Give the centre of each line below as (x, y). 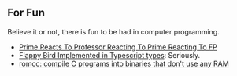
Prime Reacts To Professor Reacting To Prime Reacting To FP (118, 47)
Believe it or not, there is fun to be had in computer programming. (113, 31)
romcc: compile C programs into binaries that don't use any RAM (124, 63)
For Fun (26, 13)
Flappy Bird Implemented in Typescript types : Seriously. (109, 55)
